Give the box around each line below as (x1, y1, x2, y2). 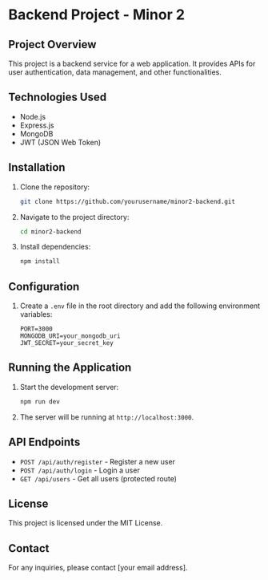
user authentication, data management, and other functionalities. (8, 67, 222, 77)
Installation (8, 160, 66, 174)
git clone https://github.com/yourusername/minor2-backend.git (19, 197, 236, 205)
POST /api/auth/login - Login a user (19, 465, 140, 475)
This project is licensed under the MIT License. (8, 518, 163, 528)
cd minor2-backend (19, 227, 82, 236)
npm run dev (19, 397, 60, 406)
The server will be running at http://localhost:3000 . (19, 412, 194, 422)
